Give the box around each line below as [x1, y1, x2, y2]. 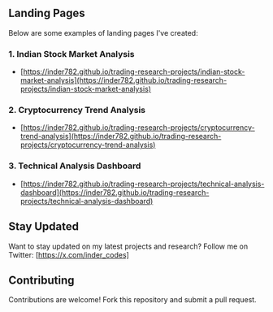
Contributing [8, 273, 75, 287]
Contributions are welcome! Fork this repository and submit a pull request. [8, 295, 258, 305]
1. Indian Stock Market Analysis [8, 48, 136, 59]
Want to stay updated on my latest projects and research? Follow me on [8, 241, 249, 251]
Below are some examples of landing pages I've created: [8, 28, 198, 37]
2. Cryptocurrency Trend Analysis [8, 105, 146, 116]
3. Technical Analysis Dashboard [8, 160, 141, 171]
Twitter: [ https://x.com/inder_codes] [8, 249, 130, 259]
